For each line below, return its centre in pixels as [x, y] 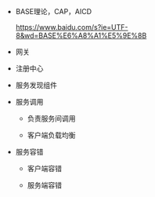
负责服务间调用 [51, 119]
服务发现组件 [36, 85]
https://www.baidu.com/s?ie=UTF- [72, 27]
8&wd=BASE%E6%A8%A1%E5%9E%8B [81, 35]
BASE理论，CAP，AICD [54, 11]
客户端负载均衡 [51, 135]
